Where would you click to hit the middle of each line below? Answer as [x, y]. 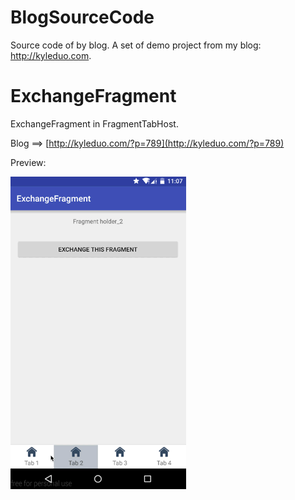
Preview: [28, 162]
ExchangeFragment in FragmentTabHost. [94, 123]
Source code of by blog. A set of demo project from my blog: [136, 45]
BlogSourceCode [82, 17]
